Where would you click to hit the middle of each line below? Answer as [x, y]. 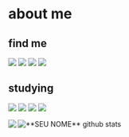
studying [31, 88]
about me [40, 14]
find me [28, 43]
